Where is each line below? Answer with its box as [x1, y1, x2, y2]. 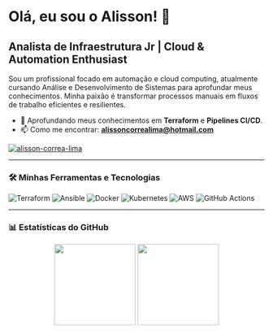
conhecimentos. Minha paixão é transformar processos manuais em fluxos [8, 91, 258, 101]
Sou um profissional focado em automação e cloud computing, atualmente [8, 74, 258, 84]
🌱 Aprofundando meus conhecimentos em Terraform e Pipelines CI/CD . [19, 115, 263, 125]
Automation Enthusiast [8, 52, 128, 66]
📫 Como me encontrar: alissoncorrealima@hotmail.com [19, 125, 214, 134]
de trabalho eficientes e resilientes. [8, 100, 126, 109]
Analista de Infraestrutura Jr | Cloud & [8, 40, 205, 54]
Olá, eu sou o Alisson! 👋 [8, 7, 171, 26]
